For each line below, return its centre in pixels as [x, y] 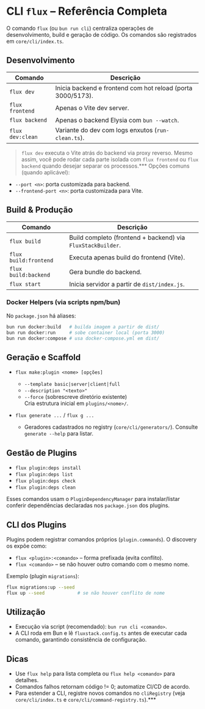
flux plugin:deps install [48, 468]
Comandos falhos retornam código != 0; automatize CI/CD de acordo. [103, 687]
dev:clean [23, 137]
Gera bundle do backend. [106, 272]
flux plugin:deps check [45, 481]
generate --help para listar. [59, 434]
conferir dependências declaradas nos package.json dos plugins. [88, 505]
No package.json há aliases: [41, 316]
